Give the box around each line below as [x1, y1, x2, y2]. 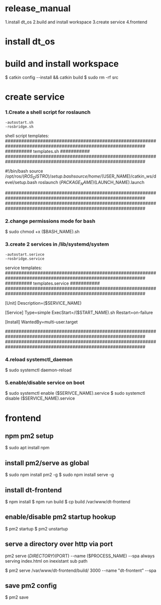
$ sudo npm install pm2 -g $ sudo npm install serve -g [5, 472, 114, 477]
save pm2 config [5, 581, 57, 589]
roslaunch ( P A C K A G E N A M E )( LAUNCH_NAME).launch [38, 180, 145, 186]
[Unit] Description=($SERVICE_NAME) [5, 300, 82, 306]
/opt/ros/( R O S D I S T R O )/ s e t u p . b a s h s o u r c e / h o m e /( [5, 173, 104, 180]
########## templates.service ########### [5, 280, 100, 286]
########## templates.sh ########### [5, 148, 90, 154]
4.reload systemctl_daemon [5, 356, 73, 363]
